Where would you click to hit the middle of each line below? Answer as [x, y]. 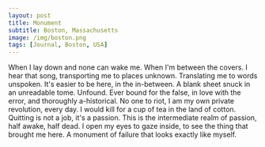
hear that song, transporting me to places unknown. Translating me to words [133, 76]
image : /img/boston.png [47, 38]
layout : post [30, 15]
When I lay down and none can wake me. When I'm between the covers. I [128, 67]
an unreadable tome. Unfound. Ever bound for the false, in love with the [125, 92]
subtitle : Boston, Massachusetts [63, 30]
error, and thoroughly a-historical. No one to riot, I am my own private [121, 101]
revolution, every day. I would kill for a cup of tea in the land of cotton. [122, 109]
